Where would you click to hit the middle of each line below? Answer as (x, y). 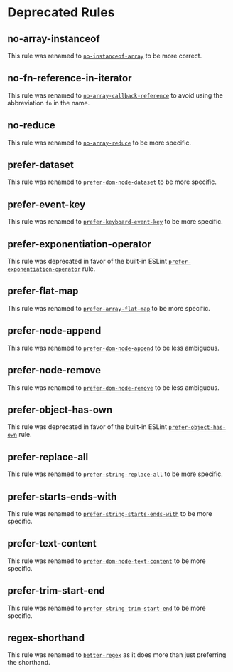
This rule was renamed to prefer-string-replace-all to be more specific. (115, 474)
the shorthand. (29, 663)
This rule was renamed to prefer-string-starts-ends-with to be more (110, 513)
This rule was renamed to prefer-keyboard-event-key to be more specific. (115, 222)
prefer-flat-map (43, 291)
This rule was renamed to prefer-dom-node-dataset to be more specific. (112, 182)
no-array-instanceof (54, 39)
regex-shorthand (46, 637)
